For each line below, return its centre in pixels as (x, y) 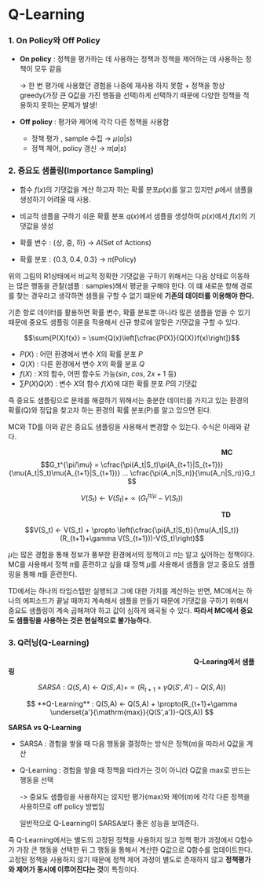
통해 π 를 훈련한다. (50, 574)
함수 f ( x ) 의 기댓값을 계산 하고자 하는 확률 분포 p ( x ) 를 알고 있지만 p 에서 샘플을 (136, 189)
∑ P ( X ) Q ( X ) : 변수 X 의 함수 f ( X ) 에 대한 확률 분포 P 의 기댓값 (108, 384)
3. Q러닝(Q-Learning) (49, 643)
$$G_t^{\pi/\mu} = (70, 464)
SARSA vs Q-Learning (45, 728)
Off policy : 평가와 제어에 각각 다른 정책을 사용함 (94, 122)
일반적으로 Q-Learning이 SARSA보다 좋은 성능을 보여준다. (109, 824)
